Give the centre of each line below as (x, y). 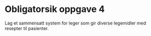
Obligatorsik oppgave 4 (55, 9)
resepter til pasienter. (27, 28)
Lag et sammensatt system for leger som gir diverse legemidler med (75, 23)
